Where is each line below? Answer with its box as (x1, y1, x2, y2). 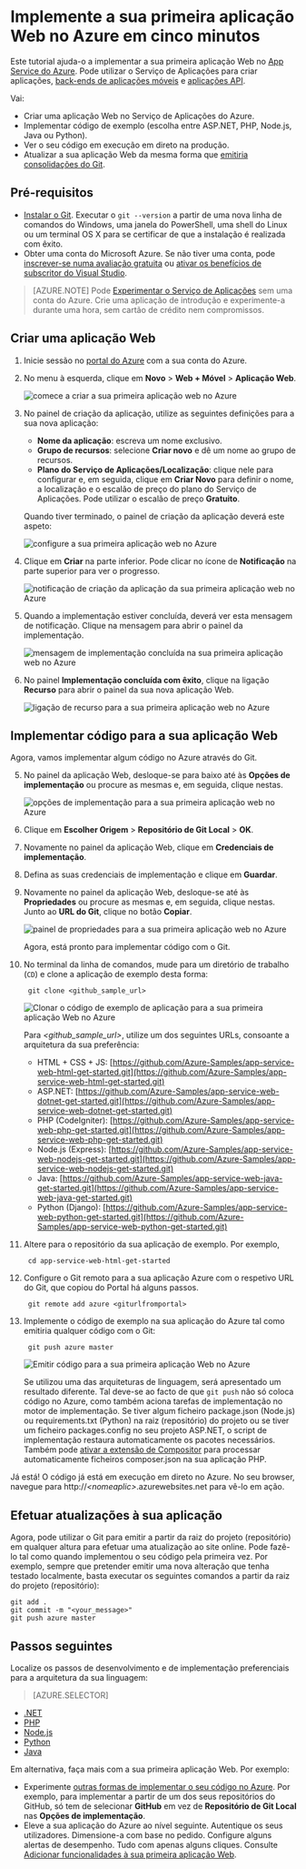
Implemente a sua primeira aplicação (10, 6, 294, 27)
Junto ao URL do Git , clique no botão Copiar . (23, 906, 192, 917)
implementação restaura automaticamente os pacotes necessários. (23, 1435, 276, 1446)
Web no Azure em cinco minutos (10, 25, 261, 46)
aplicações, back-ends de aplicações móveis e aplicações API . (10, 75, 246, 86)
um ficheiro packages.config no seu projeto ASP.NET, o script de (23, 1425, 267, 1436)
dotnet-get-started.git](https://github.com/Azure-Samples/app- (36, 1096, 276, 1106)
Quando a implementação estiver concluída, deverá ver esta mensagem (23, 610, 293, 621)
